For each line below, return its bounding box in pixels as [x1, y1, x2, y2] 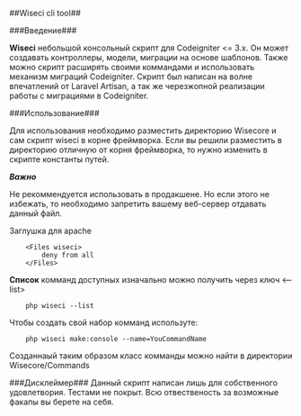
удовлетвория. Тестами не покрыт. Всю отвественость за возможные [9, 387, 279, 397]
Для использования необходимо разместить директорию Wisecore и [9, 125, 277, 136]
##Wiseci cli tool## [9, 8, 81, 18]
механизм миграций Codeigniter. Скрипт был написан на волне [9, 71, 253, 82]
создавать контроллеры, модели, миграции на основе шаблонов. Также [9, 52, 288, 62]
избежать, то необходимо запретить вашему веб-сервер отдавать [9, 198, 267, 209]
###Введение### [9, 25, 77, 35]
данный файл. [9, 208, 63, 219]
